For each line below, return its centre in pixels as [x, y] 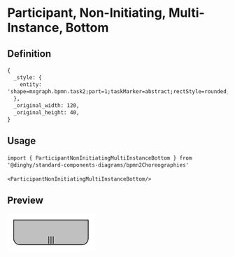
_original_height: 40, [47, 113]
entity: [31, 85]
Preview [26, 201]
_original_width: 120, [47, 106]
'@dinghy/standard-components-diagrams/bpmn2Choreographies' [98, 165]
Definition [29, 54]
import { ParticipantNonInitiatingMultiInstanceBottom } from [100, 158]
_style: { [28, 78]
